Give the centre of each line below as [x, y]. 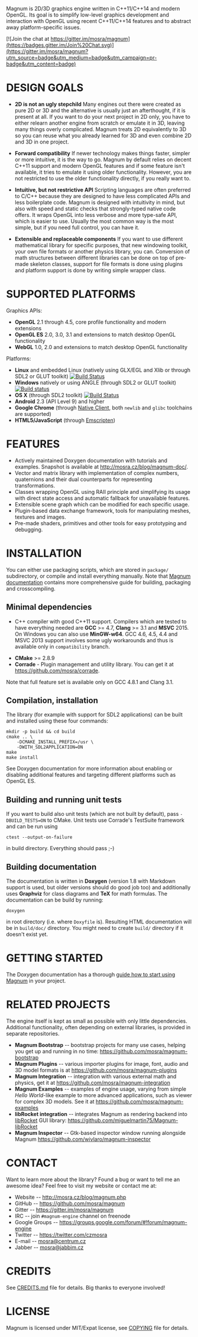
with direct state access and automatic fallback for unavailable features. [102, 498]
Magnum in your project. [36, 981]
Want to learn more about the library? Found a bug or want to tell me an [93, 1179]
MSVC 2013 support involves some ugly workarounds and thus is [94, 640]
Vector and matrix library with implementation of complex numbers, [97, 473]
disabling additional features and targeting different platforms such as [91, 775]
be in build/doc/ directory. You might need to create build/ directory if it [95, 928]
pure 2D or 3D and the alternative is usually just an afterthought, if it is [100, 110]
